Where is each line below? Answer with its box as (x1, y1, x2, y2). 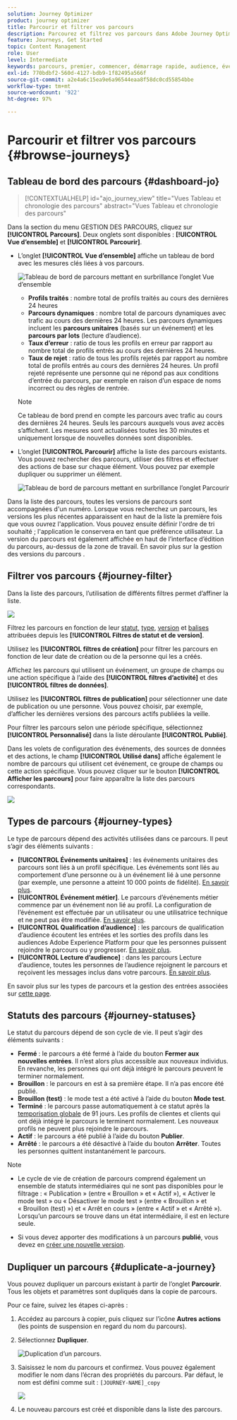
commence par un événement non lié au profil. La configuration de (17, 900, 212, 909)
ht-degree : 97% (7, 96, 52, 103)
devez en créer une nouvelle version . (17, 1241, 126, 1249)
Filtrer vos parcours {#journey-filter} (7, 570, 173, 583)
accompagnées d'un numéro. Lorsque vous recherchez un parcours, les (7, 505, 217, 513)
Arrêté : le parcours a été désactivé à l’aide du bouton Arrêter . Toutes (17, 1140, 221, 1148)
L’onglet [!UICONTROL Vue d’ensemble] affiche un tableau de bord (17, 251, 214, 260)
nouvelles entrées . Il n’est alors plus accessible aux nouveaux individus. (17, 1057, 229, 1066)
